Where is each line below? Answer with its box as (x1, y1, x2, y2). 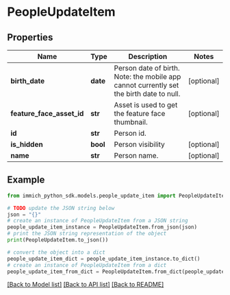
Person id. (114, 128, 147, 138)
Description (128, 52, 168, 61)
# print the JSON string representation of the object (7, 231, 167, 237)
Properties (7, 32, 53, 43)
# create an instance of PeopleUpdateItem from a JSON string (7, 217, 188, 224)
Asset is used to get (114, 100, 178, 110)
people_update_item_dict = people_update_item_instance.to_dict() (7, 255, 201, 262)
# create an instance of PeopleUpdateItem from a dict (7, 261, 167, 268)
